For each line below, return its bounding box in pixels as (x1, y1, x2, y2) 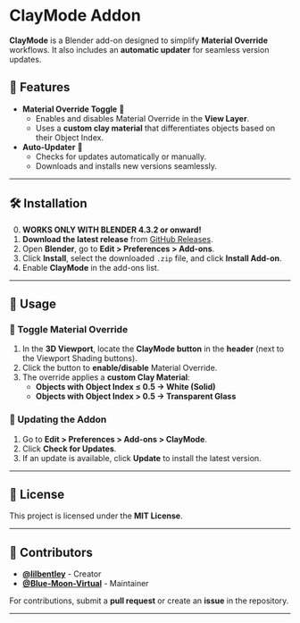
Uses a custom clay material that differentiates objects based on (35, 122, 276, 133)
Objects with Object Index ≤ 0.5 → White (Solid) (35, 382, 216, 392)
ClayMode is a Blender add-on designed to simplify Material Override (9, 35, 269, 46)
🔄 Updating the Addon (9, 413, 107, 425)
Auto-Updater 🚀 (21, 141, 83, 152)
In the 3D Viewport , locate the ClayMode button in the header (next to (21, 343, 284, 354)
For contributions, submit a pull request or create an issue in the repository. (9, 595, 289, 606)
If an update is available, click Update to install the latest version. (21, 452, 262, 463)
